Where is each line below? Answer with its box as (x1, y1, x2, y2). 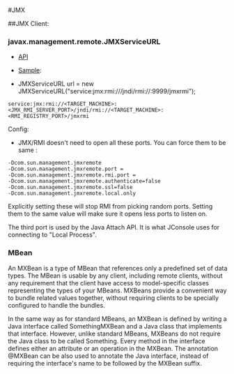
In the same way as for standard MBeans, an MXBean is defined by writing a (8, 314, 227, 323)
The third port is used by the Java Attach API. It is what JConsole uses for (8, 223, 220, 232)
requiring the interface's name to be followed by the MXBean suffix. (8, 359, 203, 367)
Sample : (17, 66, 42, 75)
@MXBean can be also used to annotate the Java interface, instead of (8, 352, 209, 360)
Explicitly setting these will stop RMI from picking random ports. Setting (8, 202, 213, 211)
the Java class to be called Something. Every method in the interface (8, 336, 205, 345)
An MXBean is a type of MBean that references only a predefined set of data (8, 264, 228, 272)
